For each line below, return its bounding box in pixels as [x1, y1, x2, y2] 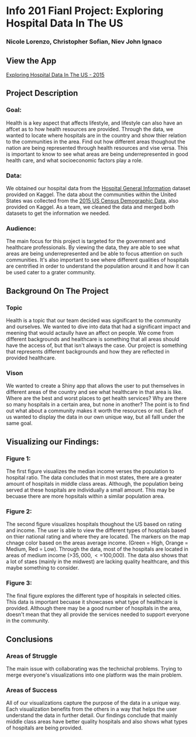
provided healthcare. [6, 354, 57, 361]
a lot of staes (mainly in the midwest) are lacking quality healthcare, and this [6, 558, 190, 565]
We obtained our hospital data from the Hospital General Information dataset [6, 184, 191, 191]
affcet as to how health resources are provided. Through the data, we [6, 125, 174, 133]
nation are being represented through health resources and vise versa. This [6, 144, 188, 151]
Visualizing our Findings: [6, 436, 99, 447]
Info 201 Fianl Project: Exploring [6, 4, 164, 18]
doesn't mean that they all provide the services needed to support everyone [6, 611, 190, 618]
